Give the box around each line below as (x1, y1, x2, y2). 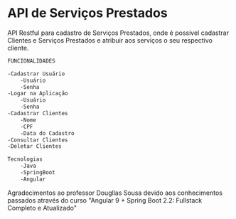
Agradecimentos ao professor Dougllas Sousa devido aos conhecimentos (7, 188, 222, 197)
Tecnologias (7, 156, 43, 163)
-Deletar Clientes (7, 143, 62, 150)
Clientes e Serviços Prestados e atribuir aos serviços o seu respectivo (7, 36, 213, 44)
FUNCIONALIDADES (7, 57, 55, 65)
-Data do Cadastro (20, 129, 75, 137)
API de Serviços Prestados (7, 5, 168, 21)
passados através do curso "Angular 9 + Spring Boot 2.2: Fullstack (7, 196, 203, 204)
